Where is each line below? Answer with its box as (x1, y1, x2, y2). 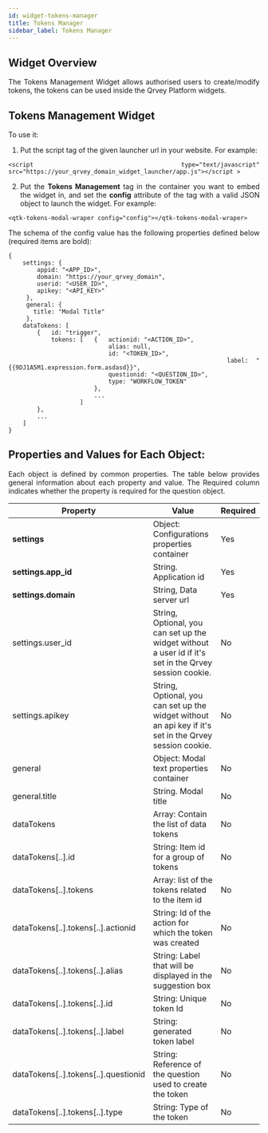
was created (152, 937, 199, 948)
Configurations (152, 528, 209, 539)
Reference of (152, 1058, 202, 1069)
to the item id (152, 894, 202, 905)
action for (152, 917, 189, 928)
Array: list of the (152, 874, 213, 885)
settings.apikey (12, 710, 69, 721)
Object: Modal (152, 753, 206, 764)
